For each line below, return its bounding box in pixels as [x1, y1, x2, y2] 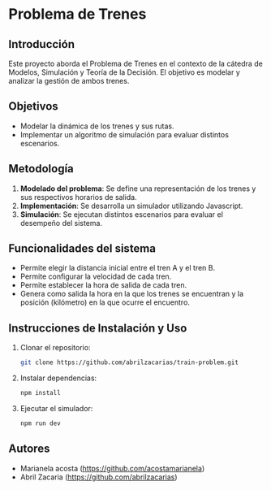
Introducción [8, 37, 75, 51]
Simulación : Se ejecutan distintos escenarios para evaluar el [19, 209, 223, 219]
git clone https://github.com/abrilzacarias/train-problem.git [19, 358, 239, 366]
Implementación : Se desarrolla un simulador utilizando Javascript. [19, 201, 243, 210]
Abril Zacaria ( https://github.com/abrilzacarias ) [19, 472, 178, 482]
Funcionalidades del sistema [8, 241, 157, 256]
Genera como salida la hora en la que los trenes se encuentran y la [19, 289, 244, 299]
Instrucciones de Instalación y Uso [8, 321, 187, 335]
